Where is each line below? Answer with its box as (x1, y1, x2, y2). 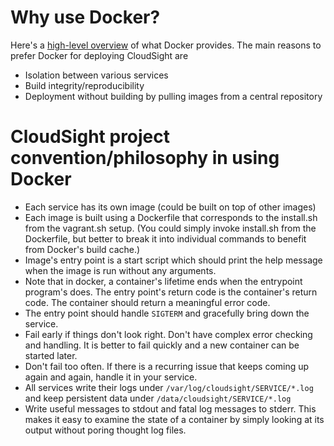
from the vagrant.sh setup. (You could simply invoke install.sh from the (24, 222, 317, 234)
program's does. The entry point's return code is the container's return (24, 286, 318, 298)
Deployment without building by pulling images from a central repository (24, 90, 323, 102)
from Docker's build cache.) (24, 243, 141, 255)
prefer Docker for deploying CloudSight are (10, 49, 189, 61)
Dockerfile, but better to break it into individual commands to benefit (24, 232, 307, 245)
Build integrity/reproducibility (24, 79, 145, 91)
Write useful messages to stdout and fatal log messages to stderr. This (24, 402, 317, 415)
